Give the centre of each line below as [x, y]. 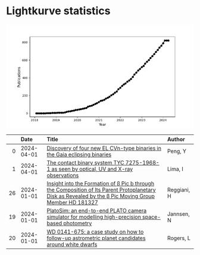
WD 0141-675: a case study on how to [95, 232]
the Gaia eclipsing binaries [79, 154]
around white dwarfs [72, 244]
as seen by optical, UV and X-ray [92, 169]
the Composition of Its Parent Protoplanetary [101, 190]
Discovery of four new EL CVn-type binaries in [104, 148]
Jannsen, [178, 214]
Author [176, 139]
